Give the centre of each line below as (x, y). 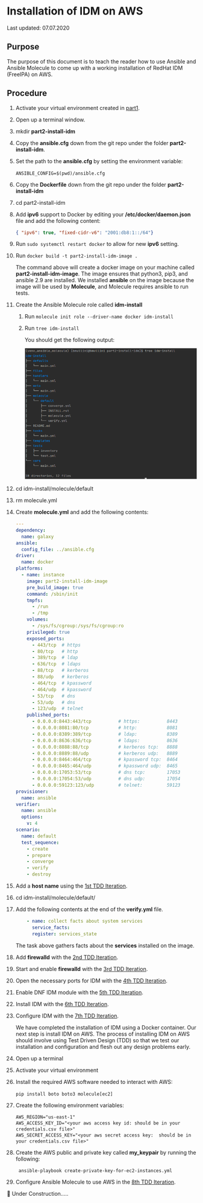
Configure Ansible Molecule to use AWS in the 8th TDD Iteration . (96, 1182)
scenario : (28, 830)
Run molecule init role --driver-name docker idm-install (99, 317)
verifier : (28, 804)
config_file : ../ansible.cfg (58, 549)
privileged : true (48, 632)
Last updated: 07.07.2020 (38, 28)
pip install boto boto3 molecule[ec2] (64, 1094)
